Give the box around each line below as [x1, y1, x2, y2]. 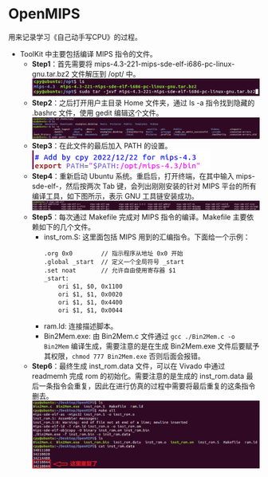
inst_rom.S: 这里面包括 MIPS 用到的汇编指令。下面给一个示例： [43, 232, 250, 242]
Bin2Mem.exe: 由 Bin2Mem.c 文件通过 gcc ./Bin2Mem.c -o [43, 331, 235, 341]
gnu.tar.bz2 [31, 69, 70, 78]
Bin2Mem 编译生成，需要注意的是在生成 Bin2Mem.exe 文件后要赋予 [43, 341, 260, 351]
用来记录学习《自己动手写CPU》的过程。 [8, 32, 142, 41]
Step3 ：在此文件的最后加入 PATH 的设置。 [31, 140, 172, 150]
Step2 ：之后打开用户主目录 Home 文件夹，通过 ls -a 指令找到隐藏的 [31, 98, 255, 108]
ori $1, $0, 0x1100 [58, 282, 123, 290]
